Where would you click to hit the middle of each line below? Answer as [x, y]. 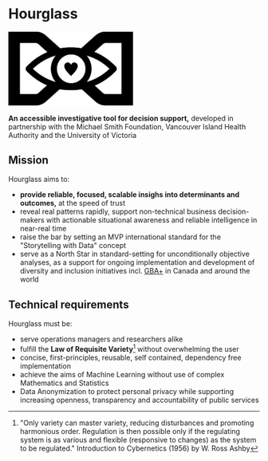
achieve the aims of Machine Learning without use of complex [122, 374]
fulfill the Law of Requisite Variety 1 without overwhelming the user [129, 348]
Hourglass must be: [40, 324]
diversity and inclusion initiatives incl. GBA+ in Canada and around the [135, 271]
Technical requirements [69, 304]
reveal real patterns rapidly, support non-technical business [118, 211]
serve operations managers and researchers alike [101, 339]
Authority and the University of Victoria [73, 135]
